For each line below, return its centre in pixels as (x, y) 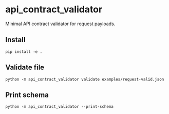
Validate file (25, 68)
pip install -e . (24, 52)
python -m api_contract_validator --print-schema (60, 107)
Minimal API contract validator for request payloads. (60, 24)
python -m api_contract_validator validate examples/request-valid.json (85, 79)
